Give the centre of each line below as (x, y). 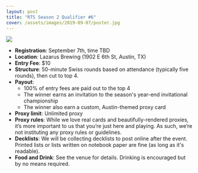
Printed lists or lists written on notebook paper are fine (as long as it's (99, 145)
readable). (27, 151)
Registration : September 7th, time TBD (62, 50)
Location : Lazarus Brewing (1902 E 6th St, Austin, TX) (80, 57)
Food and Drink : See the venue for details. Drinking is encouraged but (100, 158)
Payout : (24, 82)
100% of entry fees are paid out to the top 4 (77, 88)
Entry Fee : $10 (33, 63)
